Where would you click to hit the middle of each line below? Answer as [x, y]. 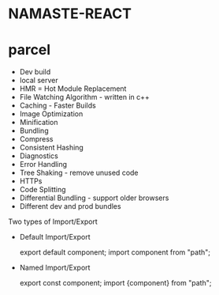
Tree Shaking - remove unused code [79, 173]
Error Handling [43, 165]
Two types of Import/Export [53, 221]
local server [39, 81]
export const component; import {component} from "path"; [115, 283]
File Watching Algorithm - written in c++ [84, 97]
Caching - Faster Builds [58, 106]
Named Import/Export [55, 268]
